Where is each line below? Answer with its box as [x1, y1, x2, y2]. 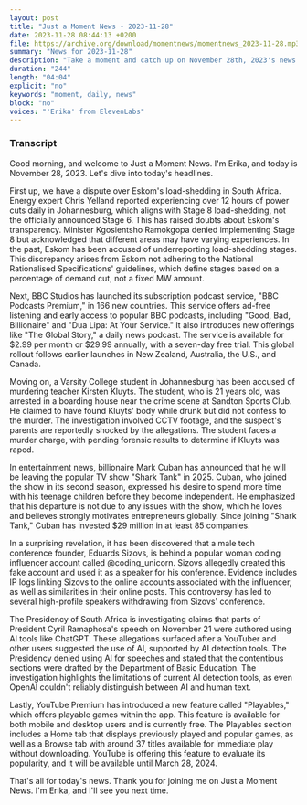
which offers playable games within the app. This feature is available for [9, 709, 281, 720]
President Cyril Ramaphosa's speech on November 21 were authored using [9, 623, 292, 634]
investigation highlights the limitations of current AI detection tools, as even [9, 672, 293, 683]
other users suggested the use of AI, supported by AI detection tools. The [9, 642, 287, 653]
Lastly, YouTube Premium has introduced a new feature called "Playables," [9, 699, 290, 710]
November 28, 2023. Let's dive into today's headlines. [9, 167, 214, 178]
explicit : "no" [9, 81, 68, 90]
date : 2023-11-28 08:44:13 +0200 [9, 30, 137, 39]
